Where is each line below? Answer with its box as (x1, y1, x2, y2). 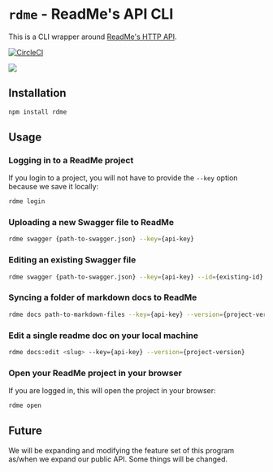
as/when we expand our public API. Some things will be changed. (8, 454, 228, 464)
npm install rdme (8, 107, 67, 116)
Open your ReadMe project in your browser (8, 367, 183, 379)
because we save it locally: (8, 182, 99, 192)
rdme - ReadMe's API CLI (8, 5, 174, 24)
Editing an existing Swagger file (8, 254, 136, 266)
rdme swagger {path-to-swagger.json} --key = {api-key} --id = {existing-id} (8, 273, 264, 281)
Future (8, 424, 43, 438)
